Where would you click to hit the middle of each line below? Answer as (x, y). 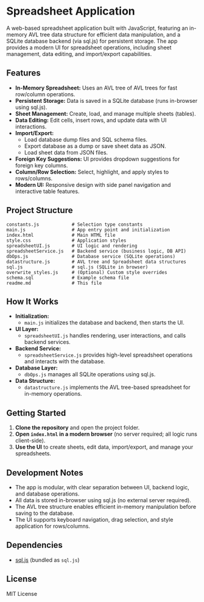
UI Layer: (26, 329)
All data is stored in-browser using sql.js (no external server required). (103, 500)
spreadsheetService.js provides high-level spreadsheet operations (108, 355)
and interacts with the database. (65, 362)
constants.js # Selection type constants (75, 224)
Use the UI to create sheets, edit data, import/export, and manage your (104, 447)
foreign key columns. (41, 165)
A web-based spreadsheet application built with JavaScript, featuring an (97, 28)
